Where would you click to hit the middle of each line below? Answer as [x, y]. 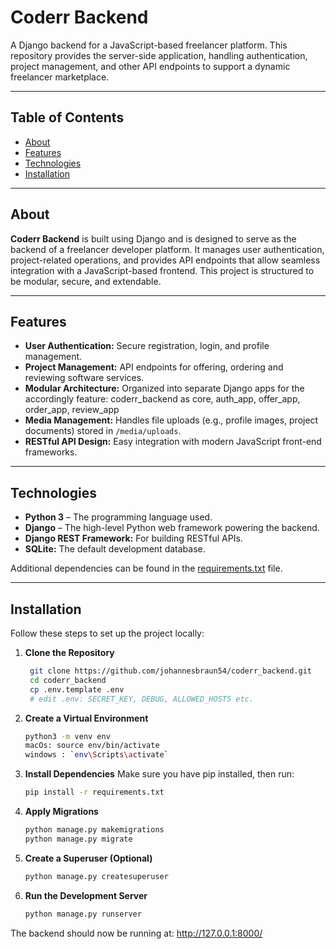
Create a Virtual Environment [86, 718]
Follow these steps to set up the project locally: [107, 633]
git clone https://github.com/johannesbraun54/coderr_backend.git [170, 671]
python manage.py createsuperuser [96, 876]
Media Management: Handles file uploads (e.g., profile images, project [171, 420]
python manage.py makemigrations [94, 830]
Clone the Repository [69, 652]
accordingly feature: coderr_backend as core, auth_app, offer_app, [162, 399]
